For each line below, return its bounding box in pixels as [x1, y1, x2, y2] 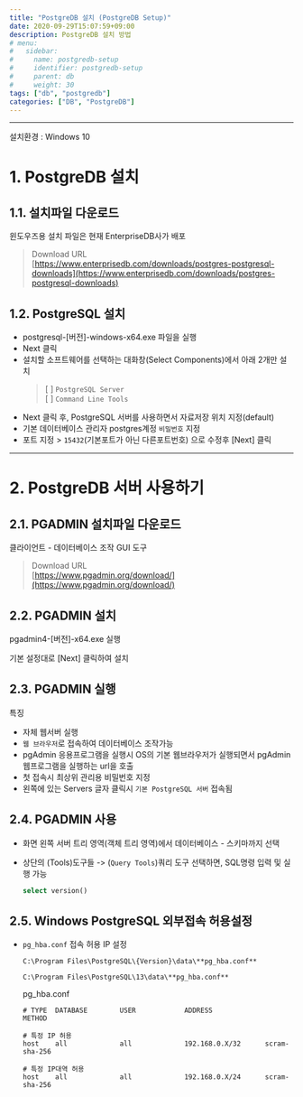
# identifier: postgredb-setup [9, 64, 143, 73]
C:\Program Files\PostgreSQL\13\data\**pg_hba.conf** [22, 972, 229, 982]
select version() [22, 886, 88, 895]
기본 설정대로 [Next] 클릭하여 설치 [9, 653, 129, 664]
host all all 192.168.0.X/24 [22, 1073, 242, 1082]
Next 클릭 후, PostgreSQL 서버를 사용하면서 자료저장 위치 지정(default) [22, 412, 275, 423]
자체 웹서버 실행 [22, 726, 78, 737]
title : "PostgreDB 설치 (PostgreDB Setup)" [9, 13, 171, 23]
